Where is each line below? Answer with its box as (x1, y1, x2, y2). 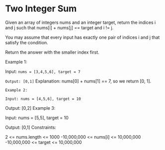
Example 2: (5, 87, 28, 92)
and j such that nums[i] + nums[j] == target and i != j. (5, 24, 114, 30)
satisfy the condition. (5, 39, 48, 45)
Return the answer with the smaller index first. (5, 49, 99, 55)
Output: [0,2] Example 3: (5, 105, 56, 111)
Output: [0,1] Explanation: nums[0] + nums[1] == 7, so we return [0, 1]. (5, 78, 152, 84)
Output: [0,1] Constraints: (5, 124, 56, 130)
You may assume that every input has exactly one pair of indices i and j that (5, 34, 160, 40)
